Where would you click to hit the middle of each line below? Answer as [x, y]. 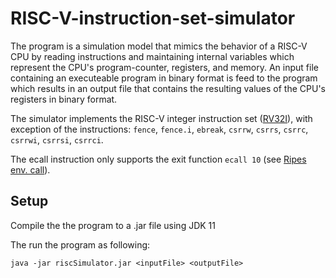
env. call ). [30, 169]
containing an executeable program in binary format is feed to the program [164, 78]
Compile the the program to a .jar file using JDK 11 [113, 225]
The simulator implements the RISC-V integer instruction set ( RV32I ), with [161, 118]
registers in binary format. [64, 99]
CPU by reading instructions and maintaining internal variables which [152, 56]
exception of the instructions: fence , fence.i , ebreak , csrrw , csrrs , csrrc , [159, 129]
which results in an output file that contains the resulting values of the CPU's [168, 88]
